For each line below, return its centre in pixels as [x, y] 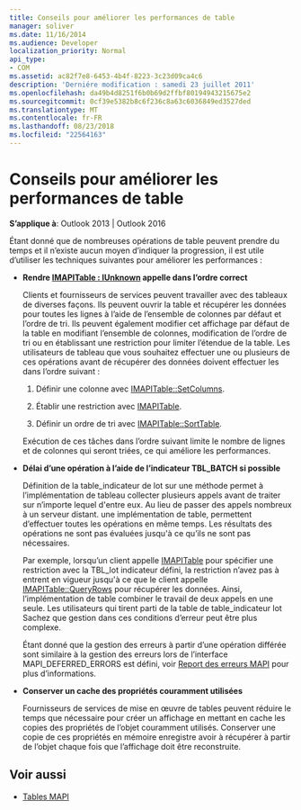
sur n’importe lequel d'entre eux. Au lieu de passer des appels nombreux [157, 504]
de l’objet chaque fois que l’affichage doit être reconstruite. [131, 746]
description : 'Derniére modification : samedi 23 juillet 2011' [132, 85]
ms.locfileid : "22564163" [58, 135]
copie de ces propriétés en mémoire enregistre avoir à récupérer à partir [156, 737]
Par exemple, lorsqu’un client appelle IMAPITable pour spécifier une [148, 560]
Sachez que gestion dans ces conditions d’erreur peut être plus [140, 617]
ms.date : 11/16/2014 [48, 34]
